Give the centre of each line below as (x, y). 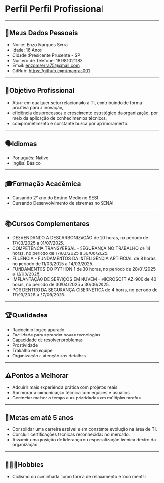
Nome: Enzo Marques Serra (40, 44)
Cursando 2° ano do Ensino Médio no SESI (55, 198)
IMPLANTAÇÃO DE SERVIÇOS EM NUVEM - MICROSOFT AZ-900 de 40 (84, 279)
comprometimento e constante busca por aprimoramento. (70, 123)
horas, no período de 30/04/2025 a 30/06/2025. (61, 284)
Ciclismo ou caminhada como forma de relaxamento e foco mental (79, 477)
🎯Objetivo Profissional (40, 91)
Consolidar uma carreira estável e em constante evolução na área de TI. (84, 429)
